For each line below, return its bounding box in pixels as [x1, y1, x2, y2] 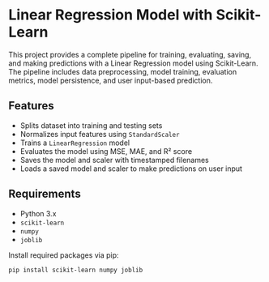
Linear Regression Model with [8, 6, 213, 24]
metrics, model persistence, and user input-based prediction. [8, 75, 213, 85]
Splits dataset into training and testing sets [19, 120, 163, 130]
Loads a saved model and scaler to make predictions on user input [19, 164, 243, 173]
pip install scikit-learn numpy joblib [8, 266, 143, 274]
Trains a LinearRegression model [19, 138, 130, 147]
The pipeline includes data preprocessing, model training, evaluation [8, 66, 237, 76]
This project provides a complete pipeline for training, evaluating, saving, [8, 49, 252, 59]
